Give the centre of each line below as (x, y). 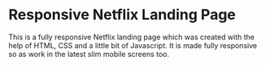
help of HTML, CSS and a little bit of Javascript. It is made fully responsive (133, 45)
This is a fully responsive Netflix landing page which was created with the (131, 37)
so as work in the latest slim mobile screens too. (89, 54)
